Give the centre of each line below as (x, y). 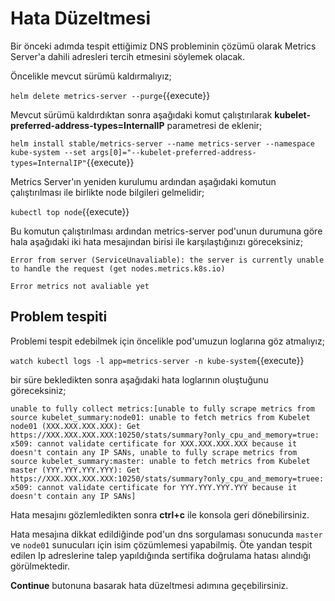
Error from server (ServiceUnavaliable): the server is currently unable (167, 260)
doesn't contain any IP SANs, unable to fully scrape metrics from (154, 452)
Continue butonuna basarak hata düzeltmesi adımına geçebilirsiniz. (149, 585)
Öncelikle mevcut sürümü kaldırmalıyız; (91, 76)
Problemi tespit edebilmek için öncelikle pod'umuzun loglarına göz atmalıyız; (167, 341)
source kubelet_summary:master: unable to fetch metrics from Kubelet (160, 461)
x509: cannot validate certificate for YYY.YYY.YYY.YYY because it (154, 487)
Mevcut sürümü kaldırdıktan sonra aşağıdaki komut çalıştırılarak (141, 114)
